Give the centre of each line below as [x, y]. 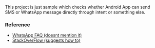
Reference [18, 25]
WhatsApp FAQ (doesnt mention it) [47, 35]
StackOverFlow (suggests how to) [46, 40]
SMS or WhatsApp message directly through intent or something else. [75, 12]
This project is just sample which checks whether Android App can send [78, 7]
